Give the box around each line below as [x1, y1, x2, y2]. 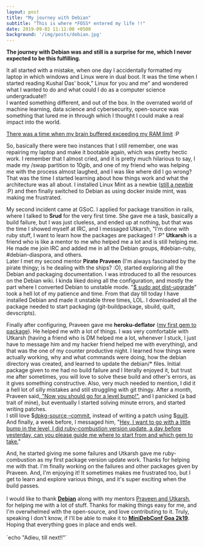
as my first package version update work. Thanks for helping [37, 456, 190, 463]
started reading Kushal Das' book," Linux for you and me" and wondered [6, 80, 188, 87]
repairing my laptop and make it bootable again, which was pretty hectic [6, 149, 188, 156]
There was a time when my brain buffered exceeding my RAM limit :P [6, 130, 180, 138]
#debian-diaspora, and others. [6, 251, 83, 259]
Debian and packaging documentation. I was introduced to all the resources [6, 271, 197, 278]
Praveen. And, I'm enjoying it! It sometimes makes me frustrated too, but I [6, 469, 191, 476]
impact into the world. [6, 118, 62, 126]
